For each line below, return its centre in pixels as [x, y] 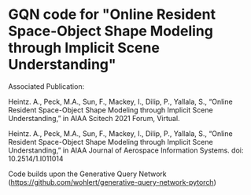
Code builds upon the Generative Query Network [87, 174]
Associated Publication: [46, 86]
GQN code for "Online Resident [112, 15]
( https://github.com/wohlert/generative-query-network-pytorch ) [112, 182]
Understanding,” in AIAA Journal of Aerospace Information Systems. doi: [126, 150]
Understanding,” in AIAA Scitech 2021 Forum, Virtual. [94, 118]
